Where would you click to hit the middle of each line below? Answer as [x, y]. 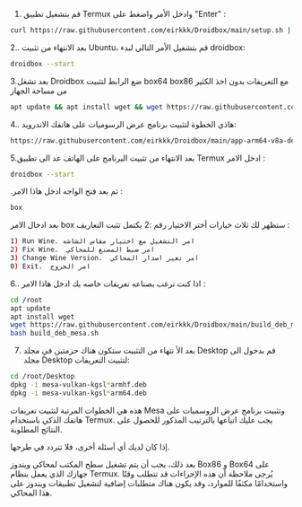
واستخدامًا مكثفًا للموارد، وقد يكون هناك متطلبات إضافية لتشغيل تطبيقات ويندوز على [149, 483]
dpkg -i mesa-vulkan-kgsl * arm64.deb [78, 393]
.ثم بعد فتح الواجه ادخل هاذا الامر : [67, 191]
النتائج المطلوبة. [36, 429]
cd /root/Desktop [43, 377]
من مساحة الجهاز [39, 91]
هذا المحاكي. [31, 493]
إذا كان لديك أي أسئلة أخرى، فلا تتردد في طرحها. [90, 446]
